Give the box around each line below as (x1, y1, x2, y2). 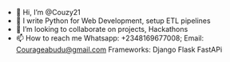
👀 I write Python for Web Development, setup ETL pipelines (15, 16, 211, 25)
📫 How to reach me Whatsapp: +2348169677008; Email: (15, 33, 204, 43)
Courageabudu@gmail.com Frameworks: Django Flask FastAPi (15, 45, 223, 54)
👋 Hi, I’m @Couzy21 (15, 8, 81, 17)
